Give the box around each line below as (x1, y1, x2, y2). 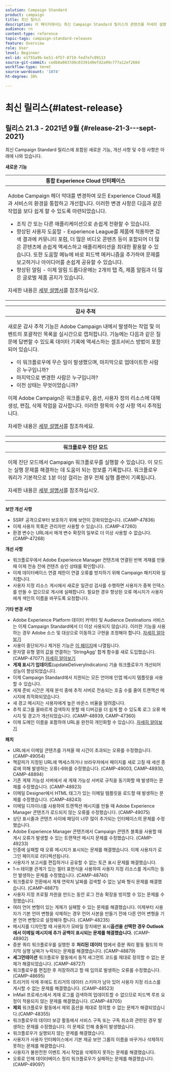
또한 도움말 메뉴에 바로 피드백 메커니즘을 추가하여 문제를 (33, 251, 160, 258)
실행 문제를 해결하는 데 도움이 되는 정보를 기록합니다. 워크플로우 (14, 466, 158, 473)
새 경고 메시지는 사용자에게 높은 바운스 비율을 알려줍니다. (12, 700, 126, 706)
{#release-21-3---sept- (80, 124, 157, 133)
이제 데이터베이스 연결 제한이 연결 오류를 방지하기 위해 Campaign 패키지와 (12, 569, 161, 576)
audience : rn (5, 27, 33, 32)
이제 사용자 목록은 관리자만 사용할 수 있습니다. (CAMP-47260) (12, 523, 137, 529)
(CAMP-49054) (12, 752, 45, 759)
